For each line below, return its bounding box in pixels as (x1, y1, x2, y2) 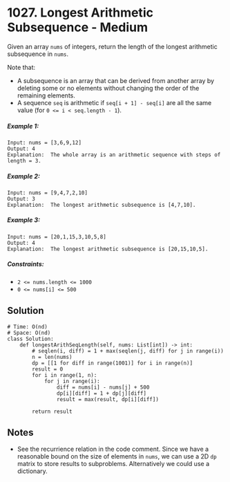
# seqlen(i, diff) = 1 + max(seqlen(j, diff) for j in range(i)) (32, 347, 224, 354)
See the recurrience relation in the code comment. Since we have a (17, 445, 209, 454)
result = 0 (32, 365, 64, 373)
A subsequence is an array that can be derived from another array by (17, 76, 215, 84)
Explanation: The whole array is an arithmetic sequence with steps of (7, 151, 221, 158)
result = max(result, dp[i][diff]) (56, 396, 159, 402)
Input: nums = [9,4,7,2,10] (7, 189, 88, 196)
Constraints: (7, 260, 44, 268)
